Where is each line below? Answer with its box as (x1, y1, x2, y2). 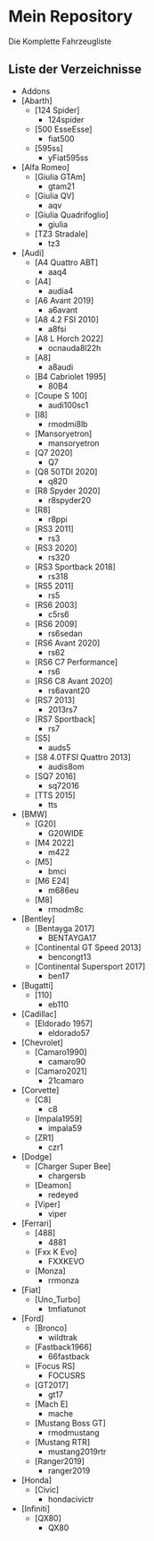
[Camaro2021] (34, 1066, 88, 1076)
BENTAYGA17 (47, 932, 97, 943)
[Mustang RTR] (34, 1436, 91, 1447)
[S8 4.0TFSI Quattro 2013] (34, 751, 131, 762)
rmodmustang (47, 1426, 100, 1438)
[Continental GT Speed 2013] (34, 942, 142, 953)
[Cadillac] (20, 1008, 57, 1019)
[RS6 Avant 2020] (34, 638, 101, 648)
